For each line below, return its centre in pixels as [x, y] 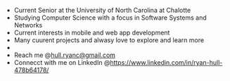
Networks [28, 25]
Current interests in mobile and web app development [92, 32]
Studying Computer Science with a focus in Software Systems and [110, 18]
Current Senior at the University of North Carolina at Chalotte [102, 10]
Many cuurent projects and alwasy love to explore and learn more [109, 40]
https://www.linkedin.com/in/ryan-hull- [166, 62]
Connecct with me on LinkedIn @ [62, 62]
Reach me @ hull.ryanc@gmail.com [65, 55]
